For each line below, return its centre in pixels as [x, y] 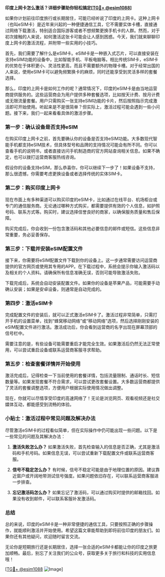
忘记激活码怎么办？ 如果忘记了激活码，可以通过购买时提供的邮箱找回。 [84, 492]
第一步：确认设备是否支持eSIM [41, 127]
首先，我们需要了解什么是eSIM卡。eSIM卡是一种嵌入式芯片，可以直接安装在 [82, 53]
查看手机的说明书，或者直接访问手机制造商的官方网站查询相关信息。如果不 [80, 151]
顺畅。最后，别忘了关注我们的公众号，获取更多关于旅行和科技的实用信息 [82, 553]
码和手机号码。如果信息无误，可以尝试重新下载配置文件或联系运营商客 [83, 453]
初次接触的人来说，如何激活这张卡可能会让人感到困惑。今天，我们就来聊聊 [80, 37]
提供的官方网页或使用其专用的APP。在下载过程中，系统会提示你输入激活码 [80, 266]
